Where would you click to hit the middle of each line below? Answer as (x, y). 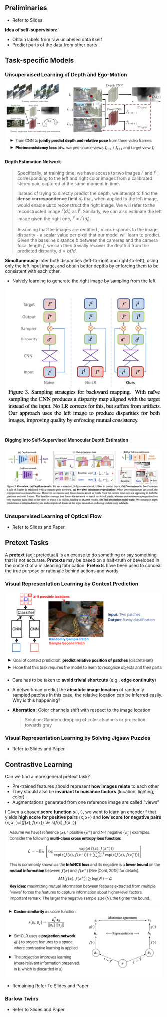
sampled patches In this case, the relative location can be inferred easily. (87, 695)
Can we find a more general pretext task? (48, 777)
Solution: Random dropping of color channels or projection (85, 720)
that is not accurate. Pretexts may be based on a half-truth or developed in (82, 560)
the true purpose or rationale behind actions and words (62, 571)
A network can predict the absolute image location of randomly (78, 690)
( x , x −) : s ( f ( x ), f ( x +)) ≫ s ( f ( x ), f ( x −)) (41, 823)
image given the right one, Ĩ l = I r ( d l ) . (54, 219)
